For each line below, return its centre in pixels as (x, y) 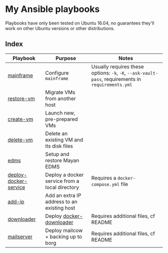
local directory (62, 187)
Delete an (56, 133)
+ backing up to (64, 236)
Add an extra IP (63, 195)
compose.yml (105, 184)
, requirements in (121, 79)
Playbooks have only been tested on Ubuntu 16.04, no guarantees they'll (80, 23)
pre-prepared (62, 119)
